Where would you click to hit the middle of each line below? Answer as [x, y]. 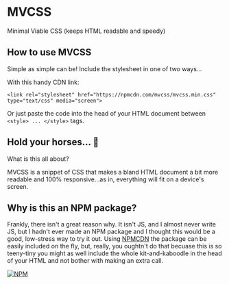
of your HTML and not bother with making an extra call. [85, 261]
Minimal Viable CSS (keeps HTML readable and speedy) [86, 31]
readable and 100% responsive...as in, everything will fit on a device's [106, 179]
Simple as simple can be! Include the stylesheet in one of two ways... [105, 68]
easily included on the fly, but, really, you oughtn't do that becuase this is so [114, 246]
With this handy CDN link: [43, 82]
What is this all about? [38, 159]
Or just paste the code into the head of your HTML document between [107, 113]
